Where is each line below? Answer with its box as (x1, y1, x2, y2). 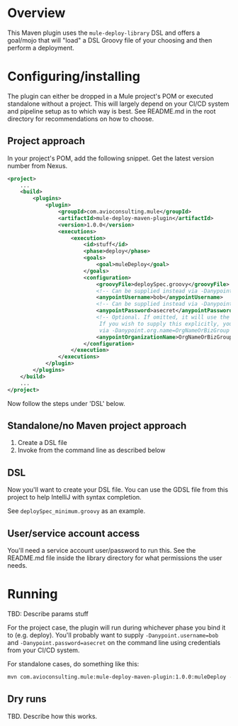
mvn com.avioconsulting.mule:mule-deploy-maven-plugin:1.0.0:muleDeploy (7, 673, 227, 681)
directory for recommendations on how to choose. (7, 114, 154, 123)
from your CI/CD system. (7, 646, 80, 654)
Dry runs (7, 693, 47, 705)
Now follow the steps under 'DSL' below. (7, 399, 125, 407)
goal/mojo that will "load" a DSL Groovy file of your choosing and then (7, 35, 212, 44)
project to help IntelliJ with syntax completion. (7, 493, 142, 502)
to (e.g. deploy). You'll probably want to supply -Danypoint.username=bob (7, 630, 219, 639)
